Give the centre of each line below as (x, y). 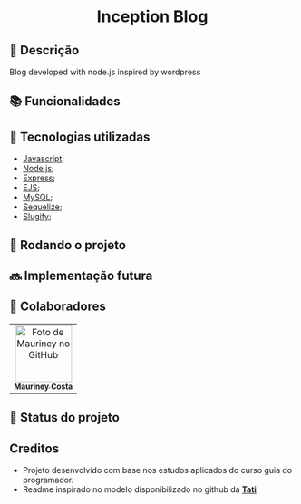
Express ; (39, 178)
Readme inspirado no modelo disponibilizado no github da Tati (139, 489)
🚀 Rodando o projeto (68, 245)
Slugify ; (37, 217)
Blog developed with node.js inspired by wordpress (105, 72)
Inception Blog (152, 17)
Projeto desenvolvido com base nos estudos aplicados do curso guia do (157, 470)
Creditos (34, 448)
